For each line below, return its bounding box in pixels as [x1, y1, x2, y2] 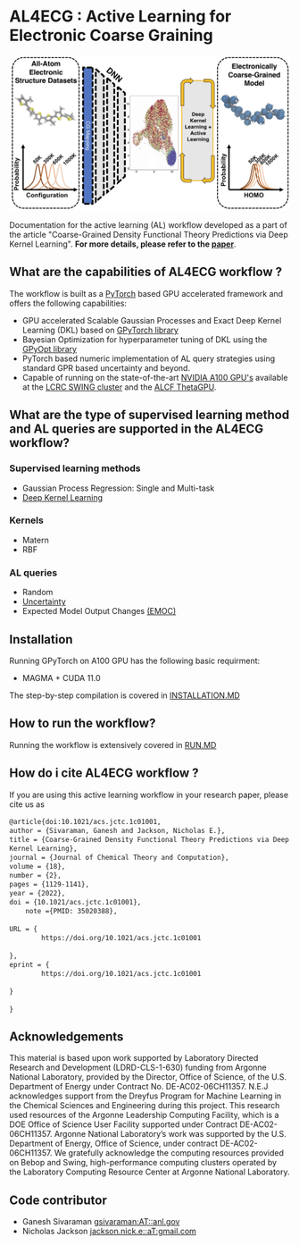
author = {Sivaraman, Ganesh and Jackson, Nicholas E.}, [9, 826, 226, 835]
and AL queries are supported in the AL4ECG [9, 422, 264, 437]
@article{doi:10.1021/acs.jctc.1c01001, [9, 817, 162, 826]
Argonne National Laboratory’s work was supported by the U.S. [54, 1129, 287, 1140]
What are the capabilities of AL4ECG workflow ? [9, 265, 283, 280]
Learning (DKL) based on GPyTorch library [21, 324, 179, 335]
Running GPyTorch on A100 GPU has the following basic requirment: [9, 655, 261, 666]
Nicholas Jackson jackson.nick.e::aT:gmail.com [21, 1226, 196, 1237]
